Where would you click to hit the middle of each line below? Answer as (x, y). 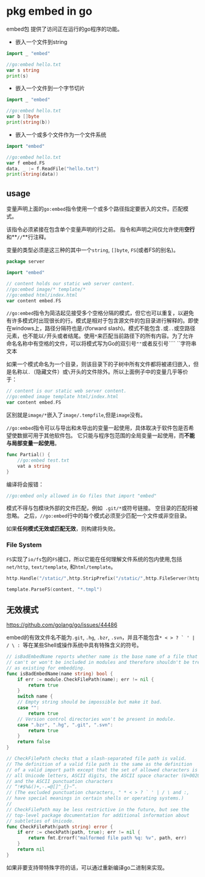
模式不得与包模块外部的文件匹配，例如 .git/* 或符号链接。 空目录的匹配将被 (102, 508)
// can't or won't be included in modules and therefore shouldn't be (98, 663)
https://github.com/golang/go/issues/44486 (62, 625)
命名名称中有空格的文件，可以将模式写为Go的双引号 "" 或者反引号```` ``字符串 (102, 344)
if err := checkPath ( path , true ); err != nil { (79, 832)
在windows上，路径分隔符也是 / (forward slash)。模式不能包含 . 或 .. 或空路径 (101, 329)
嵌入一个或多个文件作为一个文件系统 (61, 134)
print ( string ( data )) (33, 174)
